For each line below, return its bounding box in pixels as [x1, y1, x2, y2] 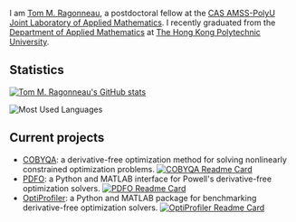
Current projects [9, 130, 105, 145]
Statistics [9, 62, 65, 78]
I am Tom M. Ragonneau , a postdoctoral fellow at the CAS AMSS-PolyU [9, 8, 276, 18]
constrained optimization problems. [22, 163, 156, 174]
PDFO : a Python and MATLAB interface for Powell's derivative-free [22, 173, 272, 184]
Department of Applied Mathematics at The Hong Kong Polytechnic [9, 27, 261, 37]
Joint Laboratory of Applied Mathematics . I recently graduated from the [9, 17, 276, 28]
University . [9, 36, 50, 47]
